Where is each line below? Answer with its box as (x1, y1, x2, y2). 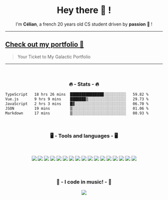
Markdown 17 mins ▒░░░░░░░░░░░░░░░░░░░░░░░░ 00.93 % (5, 110, 149, 116)
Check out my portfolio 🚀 (5, 40, 84, 49)
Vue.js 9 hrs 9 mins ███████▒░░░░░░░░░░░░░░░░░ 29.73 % (5, 96, 149, 102)
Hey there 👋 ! (56, 5, 111, 16)
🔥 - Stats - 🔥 (68, 80, 99, 87)
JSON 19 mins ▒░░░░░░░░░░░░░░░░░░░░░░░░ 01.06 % (5, 106, 149, 111)
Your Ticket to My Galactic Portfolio (17, 54, 91, 60)
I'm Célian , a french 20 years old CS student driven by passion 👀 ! (15, 21, 152, 27)
